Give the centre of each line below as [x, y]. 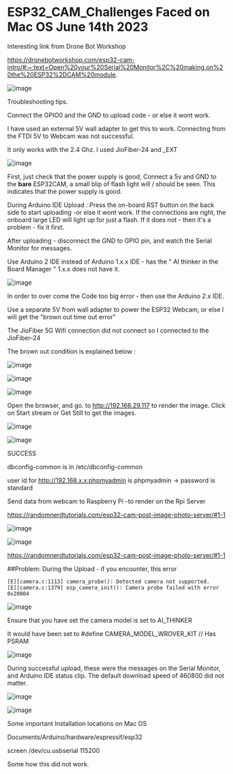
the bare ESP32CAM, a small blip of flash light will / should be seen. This [111, 184]
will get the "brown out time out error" [62, 317]
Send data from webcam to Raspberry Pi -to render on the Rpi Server [106, 501]
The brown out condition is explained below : [72, 351]
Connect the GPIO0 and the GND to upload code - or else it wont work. [109, 115]
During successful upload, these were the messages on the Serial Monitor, [114, 668]
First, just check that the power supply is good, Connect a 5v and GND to [112, 176]
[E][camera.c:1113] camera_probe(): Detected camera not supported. [109, 582]
